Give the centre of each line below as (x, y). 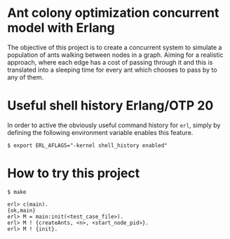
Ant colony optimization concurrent (113, 13)
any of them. (26, 77)
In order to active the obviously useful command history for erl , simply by (114, 125)
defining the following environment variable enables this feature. (100, 132)
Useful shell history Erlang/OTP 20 (110, 106)
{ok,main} (22, 210)
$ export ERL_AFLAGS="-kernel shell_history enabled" (88, 146)
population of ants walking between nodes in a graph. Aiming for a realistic (115, 55)
